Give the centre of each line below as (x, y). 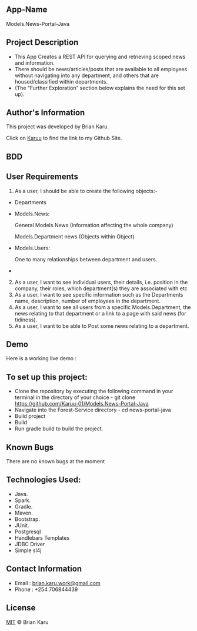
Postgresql (28, 532)
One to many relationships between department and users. (86, 259)
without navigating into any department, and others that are (86, 75)
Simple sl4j (28, 550)
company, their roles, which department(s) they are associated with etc (101, 288)
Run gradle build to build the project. (59, 429)
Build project (30, 416)
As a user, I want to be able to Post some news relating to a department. (102, 326)
